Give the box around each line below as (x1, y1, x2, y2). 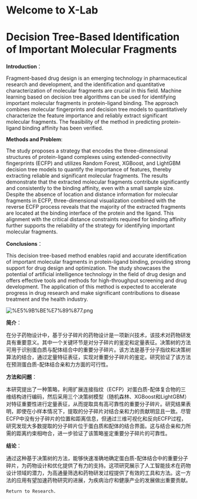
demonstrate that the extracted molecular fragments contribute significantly (6, 178, 189, 185)
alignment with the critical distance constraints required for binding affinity (6, 216, 186, 223)
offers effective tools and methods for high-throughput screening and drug (6, 277, 187, 284)
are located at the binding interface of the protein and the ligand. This (6, 209, 174, 217)
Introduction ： (6, 63, 42, 70)
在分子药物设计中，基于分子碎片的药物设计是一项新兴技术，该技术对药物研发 (6, 332, 191, 339)
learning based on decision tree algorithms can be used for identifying (6, 93, 176, 100)
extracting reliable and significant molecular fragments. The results (6, 172, 168, 179)
